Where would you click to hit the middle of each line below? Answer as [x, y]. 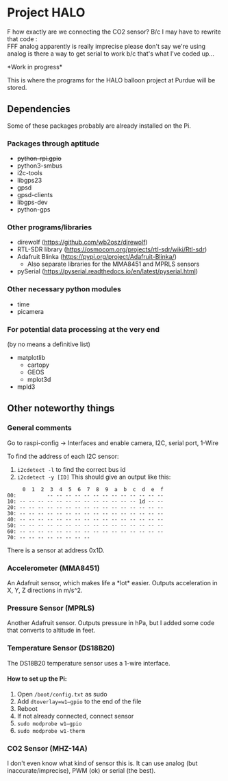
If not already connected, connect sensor [75, 716]
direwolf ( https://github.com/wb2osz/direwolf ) [83, 242]
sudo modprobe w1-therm [51, 731]
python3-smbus [40, 166]
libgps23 [29, 181]
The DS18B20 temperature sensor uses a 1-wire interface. [89, 663]
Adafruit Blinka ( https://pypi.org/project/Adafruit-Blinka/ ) [97, 257]
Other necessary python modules [64, 289]
